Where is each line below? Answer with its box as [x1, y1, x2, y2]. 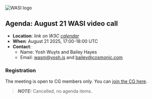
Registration [5, 67, 36, 74]
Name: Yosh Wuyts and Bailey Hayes [20, 48, 97, 55]
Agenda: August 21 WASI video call [5, 19, 118, 28]
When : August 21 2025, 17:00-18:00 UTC [12, 38, 98, 44]
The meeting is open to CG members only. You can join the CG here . [5, 78, 147, 84]
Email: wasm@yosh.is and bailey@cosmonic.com [20, 54, 123, 60]
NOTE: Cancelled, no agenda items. [17, 88, 92, 94]
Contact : [12, 43, 32, 49]
